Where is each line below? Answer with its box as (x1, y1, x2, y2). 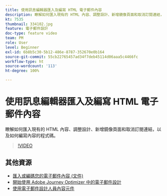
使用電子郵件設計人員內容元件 (12, 185, 74, 191)
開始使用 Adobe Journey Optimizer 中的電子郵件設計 (12, 179, 122, 185)
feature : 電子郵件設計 (5, 26, 48, 31)
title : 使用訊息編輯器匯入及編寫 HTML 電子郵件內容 (5, 7, 102, 13)
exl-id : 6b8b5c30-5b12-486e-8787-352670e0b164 (5, 49, 105, 54)
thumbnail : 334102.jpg (5, 21, 53, 27)
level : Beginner (5, 45, 39, 50)
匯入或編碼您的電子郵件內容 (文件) (12, 172, 83, 179)
